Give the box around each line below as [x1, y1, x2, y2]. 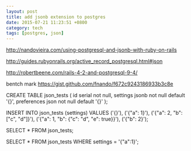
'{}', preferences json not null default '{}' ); [6, 98, 108, 105]
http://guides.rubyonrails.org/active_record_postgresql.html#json [6, 58, 163, 65]
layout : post [6, 8, 38, 15]
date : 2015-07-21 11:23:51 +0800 [6, 19, 88, 25]
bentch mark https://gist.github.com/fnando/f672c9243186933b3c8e [6, 80, 173, 88]
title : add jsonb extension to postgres [6, 14, 106, 20]
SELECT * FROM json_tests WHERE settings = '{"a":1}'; [6, 138, 139, 145]
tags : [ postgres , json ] [6, 30, 64, 36]
